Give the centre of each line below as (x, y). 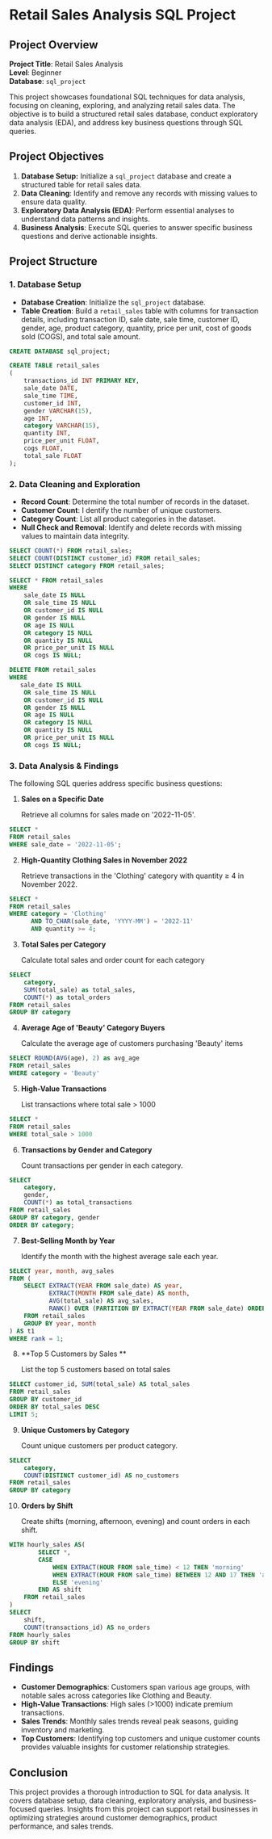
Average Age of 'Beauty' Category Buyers (93, 1028)
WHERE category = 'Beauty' (54, 1073)
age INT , (38, 418)
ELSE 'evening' (78, 1582)
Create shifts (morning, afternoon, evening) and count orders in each (136, 1522)
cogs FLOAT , (44, 448)
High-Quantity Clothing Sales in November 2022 (104, 860)
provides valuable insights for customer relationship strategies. (126, 1747)
